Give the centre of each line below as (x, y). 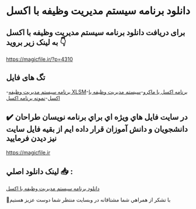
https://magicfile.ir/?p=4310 (39, 59)
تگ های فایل (26, 78)
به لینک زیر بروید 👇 (36, 42)
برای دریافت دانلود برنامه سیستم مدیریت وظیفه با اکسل (96, 32)
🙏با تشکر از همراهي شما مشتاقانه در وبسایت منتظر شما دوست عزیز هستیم (88, 200)
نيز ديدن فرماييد (31, 138)
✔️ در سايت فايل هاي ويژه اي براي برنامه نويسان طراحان (97, 117)
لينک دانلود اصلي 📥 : (39, 172)
